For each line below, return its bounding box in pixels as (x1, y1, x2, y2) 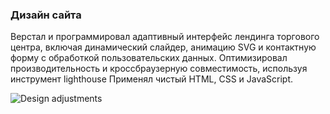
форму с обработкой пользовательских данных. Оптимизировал (10, 52, 288, 64)
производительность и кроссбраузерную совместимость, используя (10, 63, 308, 75)
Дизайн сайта (10, 8, 82, 22)
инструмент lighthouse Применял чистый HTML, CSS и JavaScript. (10, 73, 294, 85)
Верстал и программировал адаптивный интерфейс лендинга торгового (10, 31, 320, 43)
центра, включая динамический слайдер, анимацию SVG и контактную (10, 41, 317, 53)
